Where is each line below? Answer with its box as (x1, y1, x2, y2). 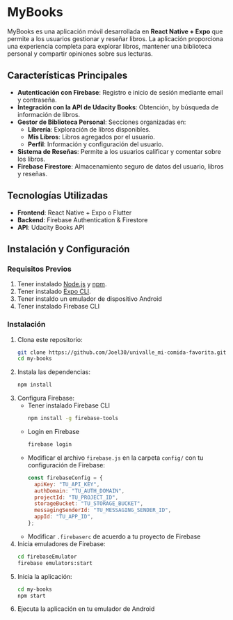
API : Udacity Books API (17, 223, 85, 231)
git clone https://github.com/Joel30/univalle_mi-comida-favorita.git (17, 349, 227, 356)
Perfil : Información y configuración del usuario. (27, 140, 164, 148)
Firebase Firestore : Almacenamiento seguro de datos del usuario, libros (17, 162, 224, 171)
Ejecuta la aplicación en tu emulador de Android (17, 605, 155, 613)
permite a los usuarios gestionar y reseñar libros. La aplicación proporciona (7, 34, 224, 42)
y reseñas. (17, 169, 47, 178)
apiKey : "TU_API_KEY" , (33, 481, 100, 488)
